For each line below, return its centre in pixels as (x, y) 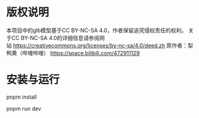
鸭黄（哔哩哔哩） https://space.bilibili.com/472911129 (73, 53)
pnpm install (22, 97)
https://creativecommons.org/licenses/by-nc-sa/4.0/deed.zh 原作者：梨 (103, 45)
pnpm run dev (24, 108)
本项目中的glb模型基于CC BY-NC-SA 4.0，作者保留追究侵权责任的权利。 (96, 30)
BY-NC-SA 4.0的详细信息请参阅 (60, 38)
